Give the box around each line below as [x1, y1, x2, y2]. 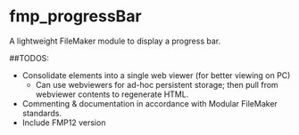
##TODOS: [9, 52, 49, 63]
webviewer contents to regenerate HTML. [35, 89, 189, 99]
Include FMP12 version [21, 117, 106, 128]
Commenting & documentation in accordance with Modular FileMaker [21, 98, 278, 108]
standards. [21, 107, 62, 118]
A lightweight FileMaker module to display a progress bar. [9, 36, 221, 46]
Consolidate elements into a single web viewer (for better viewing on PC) [21, 69, 291, 81]
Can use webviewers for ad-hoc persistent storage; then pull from [35, 79, 278, 90]
